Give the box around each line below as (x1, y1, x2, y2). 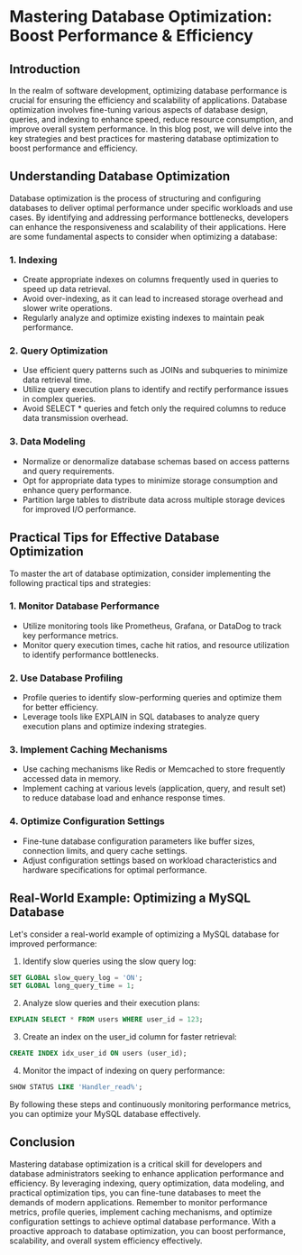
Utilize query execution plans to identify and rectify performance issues (22, 384, 288, 395)
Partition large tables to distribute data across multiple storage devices (22, 494, 286, 505)
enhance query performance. (22, 484, 133, 495)
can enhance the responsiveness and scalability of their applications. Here (9, 221, 287, 232)
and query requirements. (22, 465, 114, 476)
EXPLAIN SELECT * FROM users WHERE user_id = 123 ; (9, 1015, 204, 1024)
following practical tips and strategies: (9, 577, 151, 588)
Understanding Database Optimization (9, 169, 231, 184)
